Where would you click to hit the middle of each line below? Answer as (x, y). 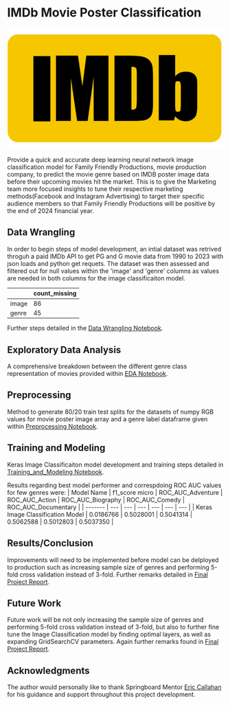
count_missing (55, 293)
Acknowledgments (49, 670)
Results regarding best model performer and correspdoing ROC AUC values (114, 485)
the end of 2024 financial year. (50, 210)
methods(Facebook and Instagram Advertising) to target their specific (106, 196)
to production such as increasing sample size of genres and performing (108, 567)
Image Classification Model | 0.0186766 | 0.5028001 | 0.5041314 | (100, 514)
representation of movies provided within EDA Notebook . (88, 374)
